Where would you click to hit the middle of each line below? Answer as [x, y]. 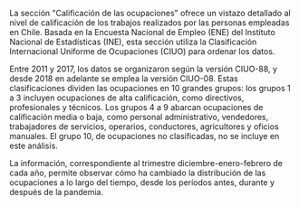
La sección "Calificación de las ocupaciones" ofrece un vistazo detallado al [150, 13]
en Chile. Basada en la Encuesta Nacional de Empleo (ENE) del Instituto [143, 32]
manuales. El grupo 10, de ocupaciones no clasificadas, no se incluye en [145, 136]
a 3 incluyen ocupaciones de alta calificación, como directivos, [127, 98]
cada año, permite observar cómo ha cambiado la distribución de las [138, 173]
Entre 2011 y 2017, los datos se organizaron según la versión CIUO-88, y [144, 69]
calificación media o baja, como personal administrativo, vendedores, [139, 117]
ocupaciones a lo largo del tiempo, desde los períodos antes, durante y [142, 183]
